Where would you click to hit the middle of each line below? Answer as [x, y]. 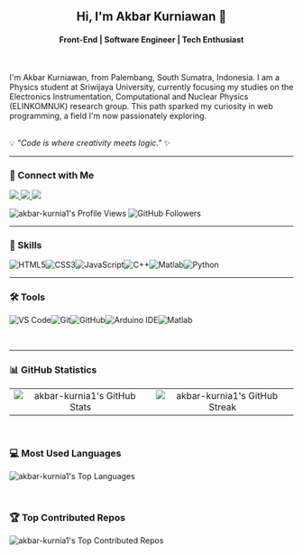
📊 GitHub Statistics [53, 370]
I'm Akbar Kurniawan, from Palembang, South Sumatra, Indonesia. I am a [145, 77]
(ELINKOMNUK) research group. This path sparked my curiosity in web [141, 106]
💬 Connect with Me [52, 175]
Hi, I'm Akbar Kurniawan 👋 [151, 17]
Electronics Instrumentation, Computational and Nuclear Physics [129, 97]
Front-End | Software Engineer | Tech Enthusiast [151, 39]
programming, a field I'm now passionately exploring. [108, 116]
